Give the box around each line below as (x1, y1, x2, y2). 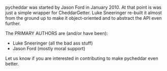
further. (5, 20, 21, 26)
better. (5, 61, 19, 66)
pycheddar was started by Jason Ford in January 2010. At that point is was (5, 5, 161, 10)
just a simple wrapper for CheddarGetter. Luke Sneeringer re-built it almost (5, 10, 162, 16)
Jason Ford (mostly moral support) (12, 46, 85, 51)
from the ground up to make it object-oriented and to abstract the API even (5, 15, 162, 21)
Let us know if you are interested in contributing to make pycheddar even (5, 55, 158, 61)
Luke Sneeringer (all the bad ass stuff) (12, 40, 93, 46)
